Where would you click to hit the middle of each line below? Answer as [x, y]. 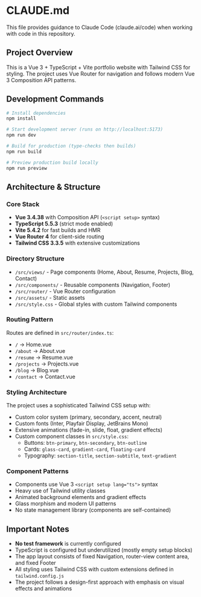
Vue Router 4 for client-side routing [59, 237]
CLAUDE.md [38, 11]
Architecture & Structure [53, 187]
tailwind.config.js [40, 576]
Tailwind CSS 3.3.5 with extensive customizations [78, 243]
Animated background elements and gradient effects [81, 497]
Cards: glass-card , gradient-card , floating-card [85, 449]
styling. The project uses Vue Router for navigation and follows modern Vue [101, 74]
